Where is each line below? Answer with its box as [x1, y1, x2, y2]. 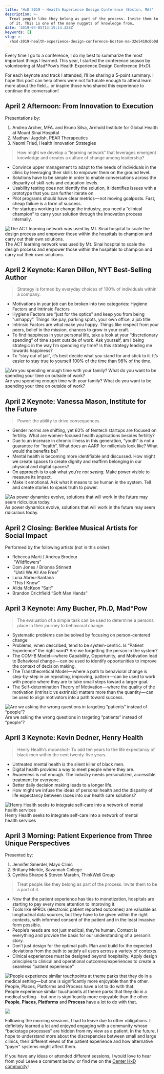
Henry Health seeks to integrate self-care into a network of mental [5, 812, 139, 818]
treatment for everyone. [12, 777, 60, 783]
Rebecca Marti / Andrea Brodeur [12, 554, 78, 560]
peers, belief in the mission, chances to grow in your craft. [12, 327, 129, 333]
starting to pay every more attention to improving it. [12, 901, 116, 907]
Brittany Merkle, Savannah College [12, 867, 82, 873]
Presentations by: [5, 115, 41, 121]
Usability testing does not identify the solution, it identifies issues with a [12, 185, 157, 191]
